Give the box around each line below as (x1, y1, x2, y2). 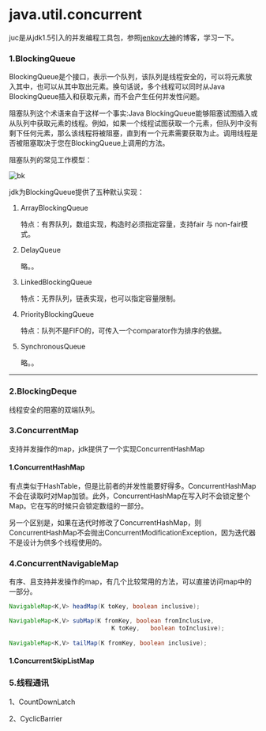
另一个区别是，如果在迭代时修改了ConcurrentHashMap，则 (9, 518, 202, 527)
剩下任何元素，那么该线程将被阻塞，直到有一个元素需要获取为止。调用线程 (9, 128, 251, 138)
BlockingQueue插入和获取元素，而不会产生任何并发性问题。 (9, 92, 204, 101)
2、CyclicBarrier (9, 714, 62, 723)
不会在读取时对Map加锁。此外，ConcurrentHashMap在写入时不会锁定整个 (9, 491, 251, 501)
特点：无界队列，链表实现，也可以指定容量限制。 (20, 294, 180, 303)
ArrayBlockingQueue (20, 204, 89, 213)
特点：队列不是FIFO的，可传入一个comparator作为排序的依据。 (20, 326, 227, 336)
